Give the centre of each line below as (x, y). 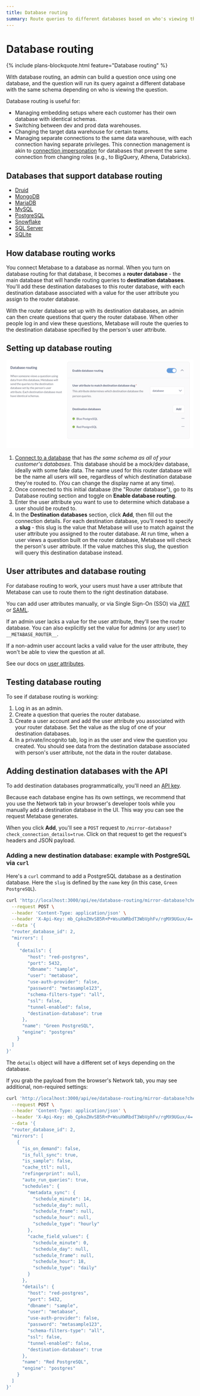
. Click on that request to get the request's (135, 834)
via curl (18, 863)
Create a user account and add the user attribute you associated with (100, 721)
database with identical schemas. (56, 119)
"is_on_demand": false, (51, 1149)
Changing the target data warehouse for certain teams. (82, 132)
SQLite (23, 235)
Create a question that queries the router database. (78, 714)
